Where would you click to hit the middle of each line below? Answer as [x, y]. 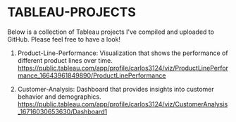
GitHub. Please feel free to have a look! [64, 39]
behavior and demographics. [59, 97]
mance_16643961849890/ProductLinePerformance [92, 75]
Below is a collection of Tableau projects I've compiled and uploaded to [111, 32]
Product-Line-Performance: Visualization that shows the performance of [123, 53]
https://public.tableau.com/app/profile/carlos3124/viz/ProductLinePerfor [123, 68]
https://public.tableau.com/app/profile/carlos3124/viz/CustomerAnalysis [123, 104]
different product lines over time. [65, 60]
